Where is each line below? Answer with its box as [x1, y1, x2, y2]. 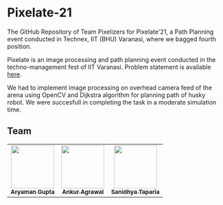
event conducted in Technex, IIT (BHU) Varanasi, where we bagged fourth [7, 34, 216, 43]
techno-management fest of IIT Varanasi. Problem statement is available [7, 63, 211, 71]
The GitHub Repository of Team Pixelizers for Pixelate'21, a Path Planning [7, 28, 214, 36]
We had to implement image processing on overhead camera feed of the [7, 83, 213, 91]
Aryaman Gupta [10, 188, 55, 195]
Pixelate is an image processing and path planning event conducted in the [7, 55, 216, 63]
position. [7, 42, 32, 50]
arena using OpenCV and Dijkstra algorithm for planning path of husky [7, 91, 206, 99]
